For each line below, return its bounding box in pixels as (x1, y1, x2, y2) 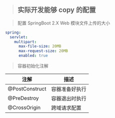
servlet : (9, 34, 28, 39)
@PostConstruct (7, 85, 46, 92)
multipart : (14, 39, 37, 44)
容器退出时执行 (51, 95, 86, 102)
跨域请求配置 (51, 104, 81, 111)
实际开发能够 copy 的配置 (17, 5, 96, 14)
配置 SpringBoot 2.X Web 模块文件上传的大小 (17, 20, 110, 26)
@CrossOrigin (7, 104, 41, 111)
